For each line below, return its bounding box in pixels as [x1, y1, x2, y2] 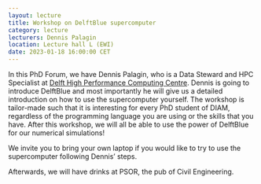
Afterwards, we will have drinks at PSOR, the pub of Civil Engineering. [8, 167, 234, 176]
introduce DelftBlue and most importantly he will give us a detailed [8, 86, 223, 95]
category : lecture [8, 26, 68, 34]
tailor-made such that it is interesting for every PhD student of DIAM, [8, 103, 230, 112]
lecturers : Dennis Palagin [8, 33, 97, 42]
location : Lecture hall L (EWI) [8, 41, 114, 49]
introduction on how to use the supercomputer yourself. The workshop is [8, 95, 245, 104]
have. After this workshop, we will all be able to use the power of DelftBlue [8, 120, 249, 129]
